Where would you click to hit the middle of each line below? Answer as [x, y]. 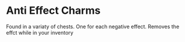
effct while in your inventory [40, 32]
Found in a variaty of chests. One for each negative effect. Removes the [93, 26]
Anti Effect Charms [53, 11]
